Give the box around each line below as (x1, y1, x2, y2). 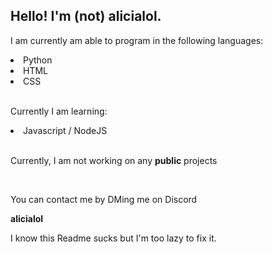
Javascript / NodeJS (23, 124, 108, 136)
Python (23, 54, 53, 66)
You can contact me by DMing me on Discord (10, 193, 198, 205)
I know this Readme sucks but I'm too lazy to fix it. (10, 232, 217, 244)
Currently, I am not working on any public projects (10, 154, 218, 166)
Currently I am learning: (10, 105, 108, 117)
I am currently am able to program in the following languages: (10, 34, 264, 46)
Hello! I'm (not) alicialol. (10, 8, 162, 25)
